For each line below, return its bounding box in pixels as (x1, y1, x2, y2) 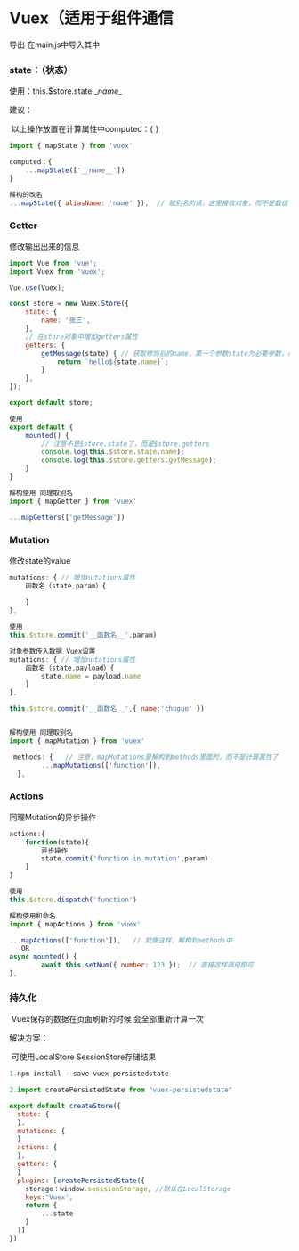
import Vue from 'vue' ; (9, 259, 98, 267)
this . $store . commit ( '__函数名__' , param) (9, 630, 158, 640)
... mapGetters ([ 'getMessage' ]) (9, 513, 125, 522)
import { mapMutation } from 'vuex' (9, 737, 145, 745)
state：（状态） (9, 63, 73, 76)
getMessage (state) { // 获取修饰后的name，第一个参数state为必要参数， (41, 349, 288, 358)
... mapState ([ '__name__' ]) (25, 166, 125, 175)
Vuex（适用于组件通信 (9, 8, 174, 29)
